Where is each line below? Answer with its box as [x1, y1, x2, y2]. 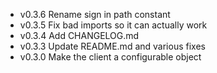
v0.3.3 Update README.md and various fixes [19, 40, 206, 52]
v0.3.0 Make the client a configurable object [19, 51, 202, 63]
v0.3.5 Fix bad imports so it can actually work [19, 19, 208, 31]
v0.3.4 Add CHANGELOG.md [19, 30, 140, 41]
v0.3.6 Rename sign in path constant [19, 9, 171, 20]
